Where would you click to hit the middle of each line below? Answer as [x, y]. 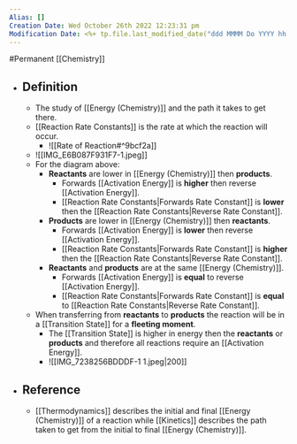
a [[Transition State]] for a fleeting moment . [115, 325]
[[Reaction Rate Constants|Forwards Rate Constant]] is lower [173, 202]
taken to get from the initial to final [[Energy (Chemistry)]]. [141, 429]
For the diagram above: [77, 165]
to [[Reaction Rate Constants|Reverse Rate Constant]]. [161, 305]
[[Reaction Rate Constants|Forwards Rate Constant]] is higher [175, 249]
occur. [47, 136]
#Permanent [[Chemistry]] [57, 59]
